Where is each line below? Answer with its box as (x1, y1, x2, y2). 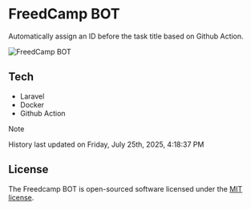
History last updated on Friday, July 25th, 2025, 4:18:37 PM (8, 139, 204, 149)
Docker (19, 99, 45, 109)
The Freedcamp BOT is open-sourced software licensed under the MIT (8, 184, 243, 193)
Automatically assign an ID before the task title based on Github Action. (8, 31, 244, 41)
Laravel (19, 91, 45, 101)
